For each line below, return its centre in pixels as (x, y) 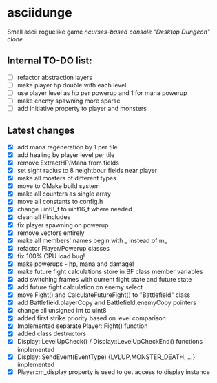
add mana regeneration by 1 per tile (68, 147)
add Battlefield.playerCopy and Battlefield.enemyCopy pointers (106, 303)
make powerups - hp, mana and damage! (75, 264)
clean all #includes (44, 217)
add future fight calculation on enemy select (80, 287)
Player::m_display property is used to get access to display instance (113, 372)
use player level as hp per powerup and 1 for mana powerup (102, 93)
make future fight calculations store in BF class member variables (110, 271)
